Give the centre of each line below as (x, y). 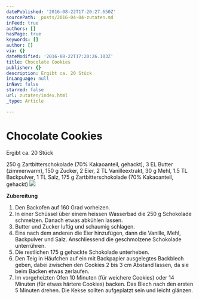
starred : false (25, 90)
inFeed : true (22, 23)
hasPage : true (24, 34)
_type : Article (25, 101)
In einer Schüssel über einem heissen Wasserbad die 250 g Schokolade (103, 214)
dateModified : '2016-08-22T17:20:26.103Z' (60, 56)
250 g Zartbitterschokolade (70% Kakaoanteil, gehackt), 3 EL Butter (90, 164)
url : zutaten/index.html (37, 95)
